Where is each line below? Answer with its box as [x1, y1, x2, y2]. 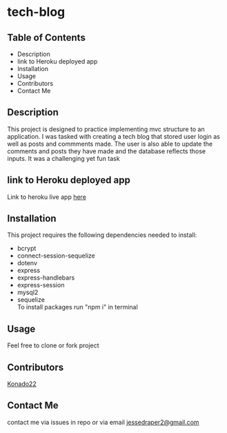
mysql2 [17, 288, 39, 297]
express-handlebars [17, 273, 75, 282]
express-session [17, 281, 65, 289]
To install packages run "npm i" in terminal [17, 303, 138, 311]
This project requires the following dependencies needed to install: [7, 231, 197, 239]
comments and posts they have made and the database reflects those [7, 146, 206, 155]
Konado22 [7, 380, 37, 388]
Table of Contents [7, 32, 86, 44]
